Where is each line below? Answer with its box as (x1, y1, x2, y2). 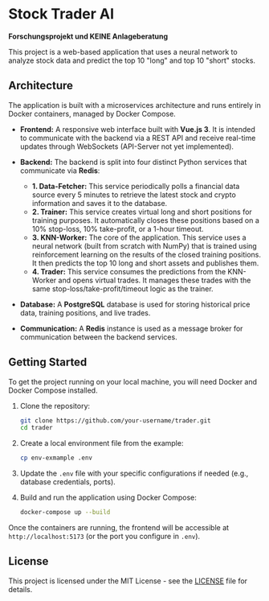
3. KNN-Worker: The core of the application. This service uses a (31, 233, 247, 242)
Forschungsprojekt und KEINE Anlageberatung (8, 31, 169, 41)
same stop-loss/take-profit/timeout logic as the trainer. (31, 283, 214, 294)
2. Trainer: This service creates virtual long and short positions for (31, 207, 253, 216)
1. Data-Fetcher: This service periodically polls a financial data (31, 181, 240, 191)
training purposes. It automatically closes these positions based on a (31, 215, 259, 225)
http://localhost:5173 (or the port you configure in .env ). (8, 532, 201, 541)
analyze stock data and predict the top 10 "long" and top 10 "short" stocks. (8, 56, 255, 65)
